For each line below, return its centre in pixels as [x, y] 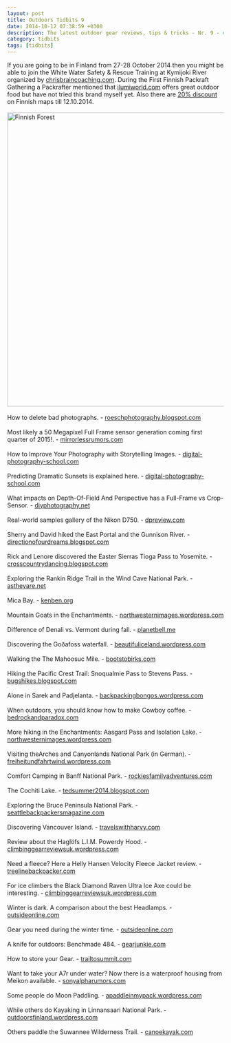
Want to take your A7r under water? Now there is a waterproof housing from [114, 973]
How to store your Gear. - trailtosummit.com [69, 959]
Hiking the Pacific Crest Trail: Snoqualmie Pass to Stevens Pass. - [100, 673]
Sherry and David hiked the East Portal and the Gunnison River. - [99, 535]
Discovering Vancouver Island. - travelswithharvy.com [84, 827]
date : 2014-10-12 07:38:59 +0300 [55, 26]
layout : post [26, 13]
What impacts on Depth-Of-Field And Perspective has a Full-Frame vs [106, 498]
